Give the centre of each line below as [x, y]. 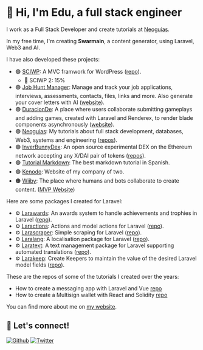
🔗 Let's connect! [38, 326]
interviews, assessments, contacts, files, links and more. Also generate [104, 96]
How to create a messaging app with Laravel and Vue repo [88, 288]
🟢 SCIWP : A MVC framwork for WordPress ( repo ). [78, 71]
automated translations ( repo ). [53, 251]
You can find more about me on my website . [62, 306]
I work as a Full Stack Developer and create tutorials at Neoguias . [88, 29]
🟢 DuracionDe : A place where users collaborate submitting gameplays [104, 109]
